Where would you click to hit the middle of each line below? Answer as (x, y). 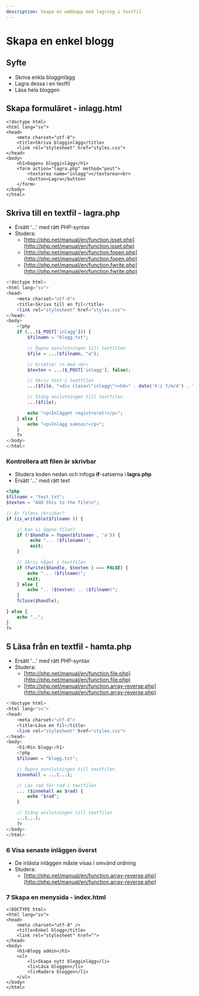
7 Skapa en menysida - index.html (56, 897)
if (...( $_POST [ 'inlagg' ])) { (54, 332)
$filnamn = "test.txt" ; (36, 497)
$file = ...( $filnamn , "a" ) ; (63, 354)
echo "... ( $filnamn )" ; (57, 573)
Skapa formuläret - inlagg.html (64, 108)
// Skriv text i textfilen (61, 380)
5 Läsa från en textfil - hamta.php (69, 647)
